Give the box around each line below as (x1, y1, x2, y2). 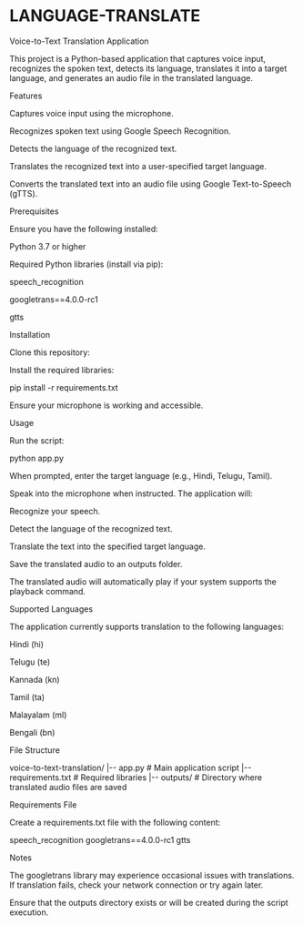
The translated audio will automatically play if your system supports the (9, 575, 278, 587)
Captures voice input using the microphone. (9, 107, 175, 118)
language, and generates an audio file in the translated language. (9, 72, 253, 83)
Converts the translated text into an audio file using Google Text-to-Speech (9, 178, 292, 189)
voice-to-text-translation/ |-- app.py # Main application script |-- (9, 762, 252, 773)
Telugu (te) (9, 656, 51, 667)
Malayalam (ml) (9, 709, 67, 720)
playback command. (9, 585, 86, 596)
